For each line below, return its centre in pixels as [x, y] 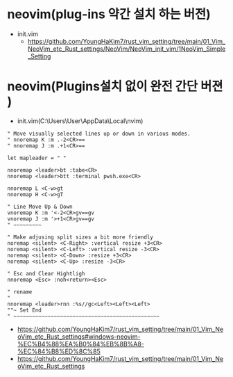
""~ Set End [24, 310]
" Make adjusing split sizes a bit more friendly [80, 237]
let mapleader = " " [37, 158]
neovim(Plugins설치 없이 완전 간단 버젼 [115, 87]
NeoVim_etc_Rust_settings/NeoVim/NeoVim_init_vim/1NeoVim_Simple [127, 49]
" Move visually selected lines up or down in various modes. [99, 134]
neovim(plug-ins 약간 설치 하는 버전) [109, 14]
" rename [20, 292]
